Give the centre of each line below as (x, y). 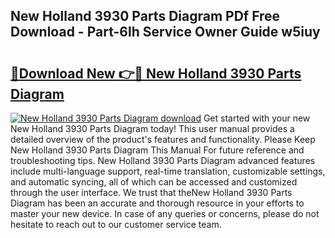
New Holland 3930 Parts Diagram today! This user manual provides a (152, 128)
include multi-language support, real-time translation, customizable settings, (168, 171)
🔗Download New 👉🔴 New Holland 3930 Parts (156, 73)
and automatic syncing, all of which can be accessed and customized (154, 182)
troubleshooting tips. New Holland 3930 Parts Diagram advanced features (163, 160)
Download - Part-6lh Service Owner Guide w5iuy (165, 32)
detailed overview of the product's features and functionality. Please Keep (163, 139)
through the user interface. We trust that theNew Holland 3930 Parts (151, 192)
